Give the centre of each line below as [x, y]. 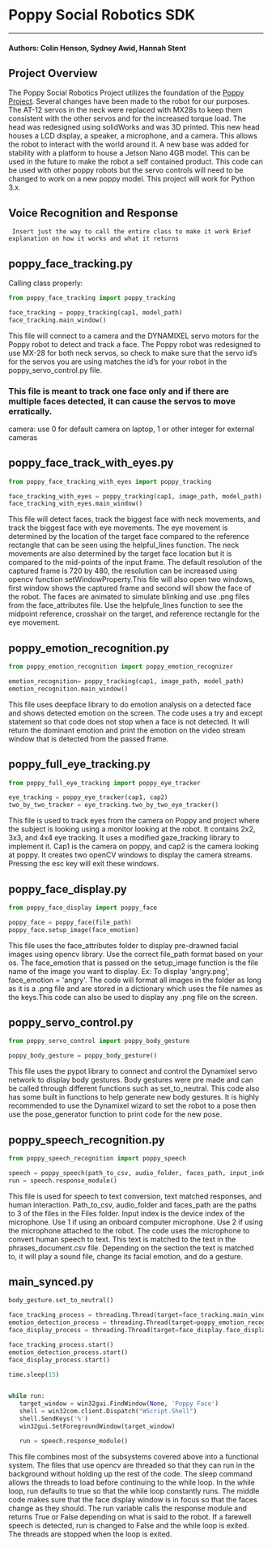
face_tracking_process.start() [61, 1344]
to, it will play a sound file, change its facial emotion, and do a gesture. [126, 1256]
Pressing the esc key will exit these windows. [84, 864]
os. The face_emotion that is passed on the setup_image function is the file [134, 963]
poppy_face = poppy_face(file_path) [70, 922]
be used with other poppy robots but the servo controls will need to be [126, 170]
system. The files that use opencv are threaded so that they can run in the [132, 1465]
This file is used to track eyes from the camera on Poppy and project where [134, 821]
